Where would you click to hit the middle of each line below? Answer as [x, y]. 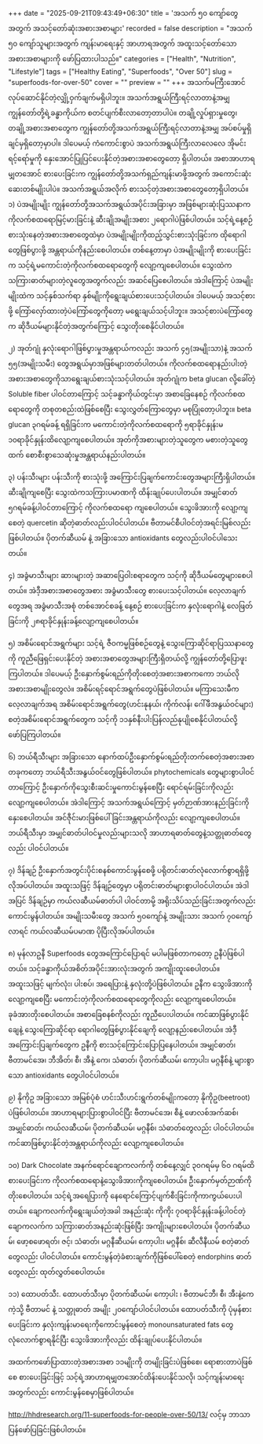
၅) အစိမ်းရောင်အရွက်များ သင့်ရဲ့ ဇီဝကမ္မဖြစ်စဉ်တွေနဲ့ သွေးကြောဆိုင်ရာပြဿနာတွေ [131, 643]
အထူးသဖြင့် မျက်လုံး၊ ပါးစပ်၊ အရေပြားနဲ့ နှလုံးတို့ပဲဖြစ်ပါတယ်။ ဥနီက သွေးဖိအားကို [130, 984]
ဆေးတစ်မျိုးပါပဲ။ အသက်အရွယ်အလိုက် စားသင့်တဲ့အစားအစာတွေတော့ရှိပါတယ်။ [128, 189]
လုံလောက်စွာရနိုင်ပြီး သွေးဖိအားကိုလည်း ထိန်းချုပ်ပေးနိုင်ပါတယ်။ [105, 1340]
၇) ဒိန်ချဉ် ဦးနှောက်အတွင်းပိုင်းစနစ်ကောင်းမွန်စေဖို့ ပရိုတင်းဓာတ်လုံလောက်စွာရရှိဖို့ [129, 870]
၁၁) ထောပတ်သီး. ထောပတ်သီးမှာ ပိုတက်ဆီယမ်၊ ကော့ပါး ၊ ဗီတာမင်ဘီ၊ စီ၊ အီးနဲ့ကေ [131, 1294]
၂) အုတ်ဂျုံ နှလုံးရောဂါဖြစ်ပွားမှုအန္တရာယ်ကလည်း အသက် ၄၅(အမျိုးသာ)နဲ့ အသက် [130, 348]
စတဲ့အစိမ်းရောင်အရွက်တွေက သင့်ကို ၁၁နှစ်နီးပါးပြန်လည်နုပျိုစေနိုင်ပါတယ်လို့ [123, 719]
